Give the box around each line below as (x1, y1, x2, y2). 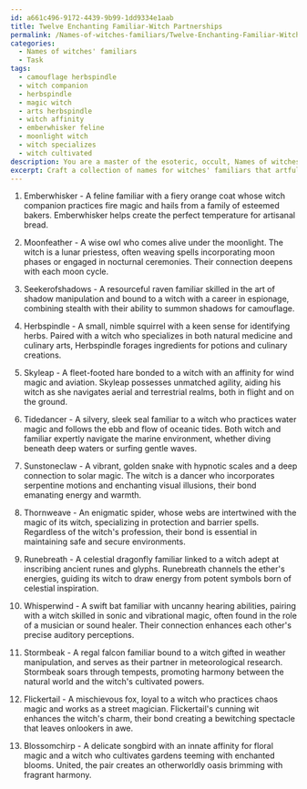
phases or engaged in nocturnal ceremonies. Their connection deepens (23, 257, 293, 268)
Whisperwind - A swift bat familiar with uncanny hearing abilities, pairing (23, 601, 297, 612)
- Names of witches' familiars (18, 47, 138, 56)
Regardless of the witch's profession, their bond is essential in (23, 527, 258, 538)
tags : (10, 65, 31, 74)
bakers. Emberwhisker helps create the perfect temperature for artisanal (23, 210, 295, 221)
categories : (10, 38, 56, 48)
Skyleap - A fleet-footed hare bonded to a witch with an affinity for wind (23, 368, 294, 379)
